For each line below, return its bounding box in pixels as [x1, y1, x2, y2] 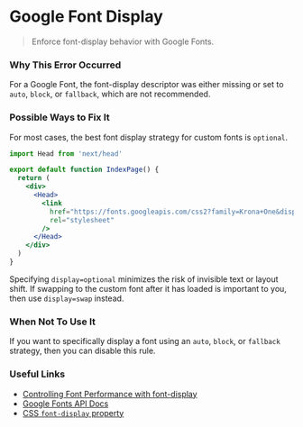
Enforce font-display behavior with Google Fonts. [31, 36, 215, 47]
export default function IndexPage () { [9, 165, 160, 175]
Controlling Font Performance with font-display [22, 388, 197, 399]
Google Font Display [9, 6, 164, 27]
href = [49, 207, 70, 216]
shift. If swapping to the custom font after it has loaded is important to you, [9, 283, 287, 294]
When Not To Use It [9, 315, 96, 328]
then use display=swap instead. [9, 293, 124, 304]
